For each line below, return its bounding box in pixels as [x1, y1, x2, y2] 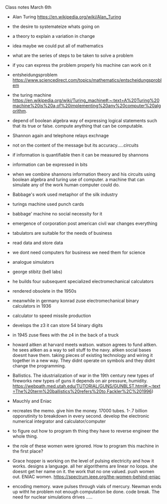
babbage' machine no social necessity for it [12, 211, 103, 216]
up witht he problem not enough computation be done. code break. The [12, 489, 160, 495]
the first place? [12, 448, 43, 454]
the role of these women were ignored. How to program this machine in [12, 443, 159, 449]
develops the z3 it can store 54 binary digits [12, 323, 103, 328]
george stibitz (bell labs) [12, 269, 63, 275]
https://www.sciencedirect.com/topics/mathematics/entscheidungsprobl [12, 77, 162, 83]
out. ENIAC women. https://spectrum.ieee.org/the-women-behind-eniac [12, 474, 161, 480]
